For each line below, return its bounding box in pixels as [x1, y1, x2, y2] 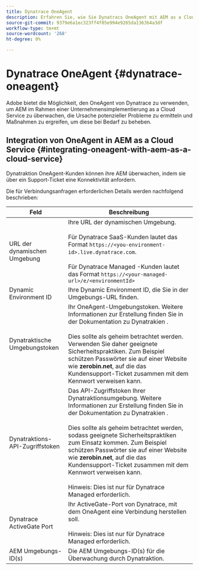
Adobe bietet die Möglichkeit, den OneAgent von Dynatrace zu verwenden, [6, 99, 190, 106]
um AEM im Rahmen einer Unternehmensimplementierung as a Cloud [6, 105, 176, 113]
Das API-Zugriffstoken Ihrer [68, 387, 146, 395]
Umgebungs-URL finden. [68, 293, 139, 301]
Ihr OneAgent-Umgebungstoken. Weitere [68, 302, 184, 311]
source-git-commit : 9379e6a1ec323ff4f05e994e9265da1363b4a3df [6, 20, 163, 26]
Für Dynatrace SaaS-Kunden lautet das [68, 233, 178, 241]
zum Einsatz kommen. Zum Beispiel [68, 438, 167, 446]
